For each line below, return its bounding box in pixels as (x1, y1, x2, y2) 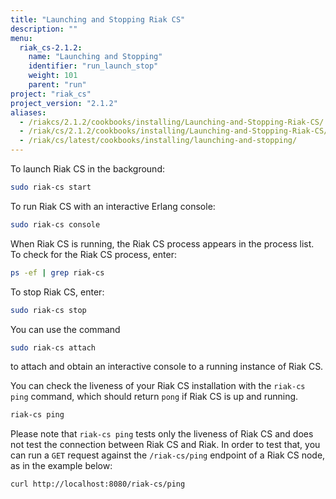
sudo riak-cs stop (10, 305, 87, 315)
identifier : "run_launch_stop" (28, 61, 159, 71)
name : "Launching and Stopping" (28, 52, 163, 62)
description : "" (10, 24, 78, 34)
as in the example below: (10, 460, 113, 472)
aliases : (10, 107, 47, 118)
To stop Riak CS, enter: (10, 286, 105, 298)
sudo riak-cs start (10, 182, 92, 192)
